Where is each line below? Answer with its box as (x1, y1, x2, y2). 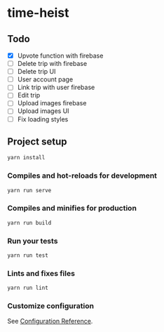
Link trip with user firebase (17, 83, 95, 92)
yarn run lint (7, 284, 49, 292)
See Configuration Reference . (7, 317, 93, 326)
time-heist (7, 5, 69, 21)
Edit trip (17, 91, 41, 100)
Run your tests (7, 236, 58, 246)
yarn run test (7, 251, 49, 259)
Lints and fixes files (7, 268, 76, 278)
